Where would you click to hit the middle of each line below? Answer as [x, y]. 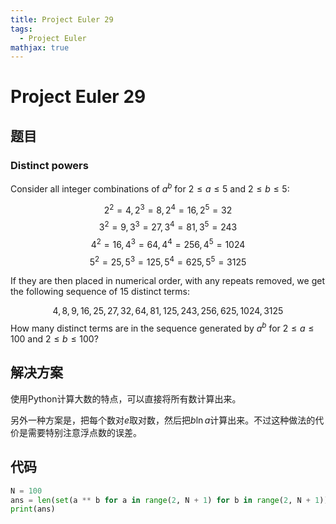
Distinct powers [49, 165]
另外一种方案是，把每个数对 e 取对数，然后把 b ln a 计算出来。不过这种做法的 [163, 420]
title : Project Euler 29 [62, 19]
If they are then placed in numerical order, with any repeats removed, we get [167, 281]
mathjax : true [40, 47]
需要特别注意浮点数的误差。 [84, 432]
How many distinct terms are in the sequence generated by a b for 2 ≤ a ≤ [162, 328]
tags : [21, 29]
